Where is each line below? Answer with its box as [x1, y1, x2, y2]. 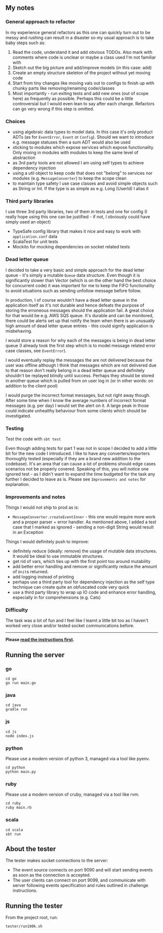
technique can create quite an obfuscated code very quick [12, 584, 130, 590]
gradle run [5, 707, 28, 712]
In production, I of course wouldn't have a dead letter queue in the [5, 297, 137, 303]
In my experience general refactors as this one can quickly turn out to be [5, 29, 150, 35]
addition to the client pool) [5, 383, 58, 388]
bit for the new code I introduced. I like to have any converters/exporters [5, 450, 150, 456]
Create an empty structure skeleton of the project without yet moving [12, 70, 150, 76]
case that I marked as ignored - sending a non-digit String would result [12, 524, 154, 530]
